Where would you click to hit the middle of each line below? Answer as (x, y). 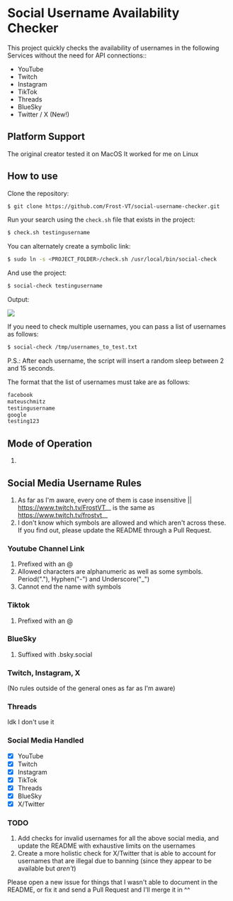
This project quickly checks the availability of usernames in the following (113, 48)
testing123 (23, 421)
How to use (33, 176)
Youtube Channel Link (46, 548)
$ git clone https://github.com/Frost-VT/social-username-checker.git (114, 206)
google (17, 415)
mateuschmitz (27, 402)
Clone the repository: (38, 193)
